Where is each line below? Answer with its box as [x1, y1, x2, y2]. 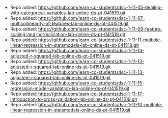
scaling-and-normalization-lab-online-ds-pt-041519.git [10, 32, 126, 37]
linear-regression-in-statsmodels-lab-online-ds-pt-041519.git [10, 42, 139, 48]
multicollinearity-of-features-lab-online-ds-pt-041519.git [10, 20, 129, 26]
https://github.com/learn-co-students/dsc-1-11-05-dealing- [38, 5, 163, 10]
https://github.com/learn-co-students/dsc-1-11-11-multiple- [38, 37, 162, 43]
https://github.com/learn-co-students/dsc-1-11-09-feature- [38, 26, 162, 32]
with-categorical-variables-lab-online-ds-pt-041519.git [10, 10, 126, 16]
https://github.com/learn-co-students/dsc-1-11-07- [38, 15, 145, 21]
